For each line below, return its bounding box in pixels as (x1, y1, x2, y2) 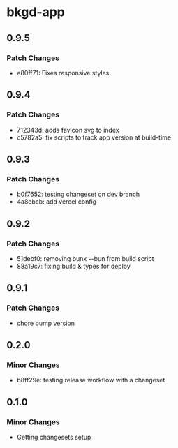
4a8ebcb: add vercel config (16, 197, 97, 206)
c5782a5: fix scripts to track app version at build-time (16, 133, 172, 142)
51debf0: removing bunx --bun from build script (16, 254, 154, 262)
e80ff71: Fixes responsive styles (16, 68, 110, 77)
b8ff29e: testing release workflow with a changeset (16, 376, 165, 384)
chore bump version (16, 319, 75, 327)
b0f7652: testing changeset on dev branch (16, 190, 140, 199)
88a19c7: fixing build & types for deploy (16, 262, 131, 270)
